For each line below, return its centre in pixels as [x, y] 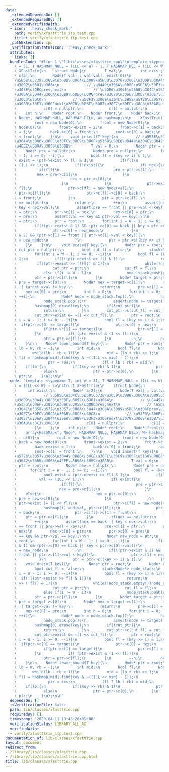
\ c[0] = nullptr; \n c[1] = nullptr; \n [81, 109]
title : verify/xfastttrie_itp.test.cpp [56, 38]
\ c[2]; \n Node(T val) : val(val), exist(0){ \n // [89, 76]
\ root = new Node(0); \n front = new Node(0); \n [82, 123]
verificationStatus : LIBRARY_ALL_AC [48, 724]
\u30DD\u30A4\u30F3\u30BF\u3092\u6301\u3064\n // [79, 400]
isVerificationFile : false [38, 705]
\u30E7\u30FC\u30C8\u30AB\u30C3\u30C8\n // [73, 414]
